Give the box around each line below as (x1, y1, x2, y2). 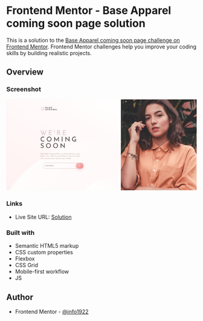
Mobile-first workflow (14, 268, 69, 276)
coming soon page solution (6, 16, 146, 30)
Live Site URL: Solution (14, 213, 72, 220)
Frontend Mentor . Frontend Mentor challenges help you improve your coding (6, 43, 197, 50)
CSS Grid (14, 262, 38, 269)
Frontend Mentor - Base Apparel (6, 4, 172, 18)
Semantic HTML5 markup (14, 242, 79, 250)
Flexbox (14, 255, 35, 262)
